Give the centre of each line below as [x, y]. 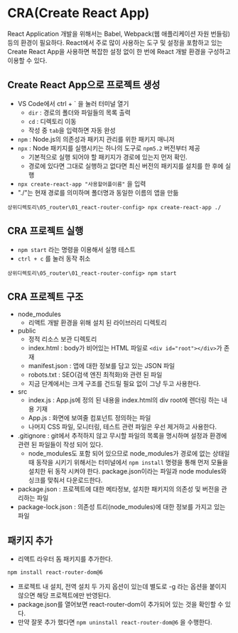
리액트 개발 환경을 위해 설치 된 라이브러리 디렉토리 [97, 323]
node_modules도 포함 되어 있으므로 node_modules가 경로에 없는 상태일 [129, 454]
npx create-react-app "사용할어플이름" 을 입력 [82, 184]
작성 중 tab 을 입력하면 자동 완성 [72, 130]
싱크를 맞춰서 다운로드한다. [65, 480]
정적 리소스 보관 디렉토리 [63, 339]
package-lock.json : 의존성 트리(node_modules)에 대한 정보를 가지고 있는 [121, 507]
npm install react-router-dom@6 [55, 572]
